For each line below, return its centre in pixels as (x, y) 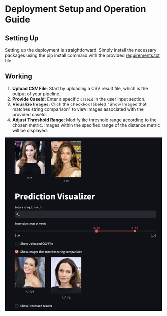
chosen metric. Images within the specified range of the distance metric (86, 125)
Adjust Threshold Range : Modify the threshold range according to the (84, 120)
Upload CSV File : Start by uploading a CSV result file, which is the (80, 88)
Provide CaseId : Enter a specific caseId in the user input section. (79, 99)
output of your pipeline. (36, 94)
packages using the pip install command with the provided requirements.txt (83, 55)
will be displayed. (30, 130)
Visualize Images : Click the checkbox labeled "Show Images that (79, 104)
